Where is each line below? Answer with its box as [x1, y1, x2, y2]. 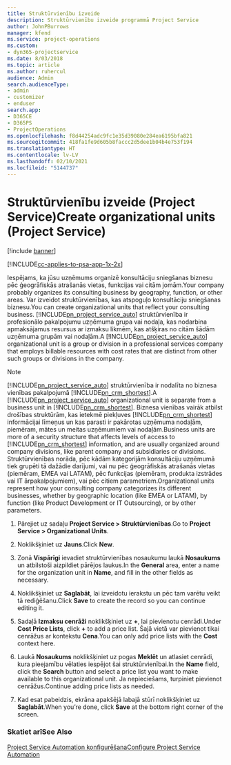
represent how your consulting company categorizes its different [7, 483, 192, 492]
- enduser [7, 100, 36, 107]
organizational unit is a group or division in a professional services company [7, 340, 223, 348]
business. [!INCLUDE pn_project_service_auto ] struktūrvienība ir [7, 310, 188, 318]
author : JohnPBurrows [7, 23, 70, 30]
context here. [17, 639, 55, 647]
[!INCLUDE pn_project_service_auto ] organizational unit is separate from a [7, 396, 217, 404]
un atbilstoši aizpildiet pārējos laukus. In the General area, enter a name [17, 561, 219, 569]
